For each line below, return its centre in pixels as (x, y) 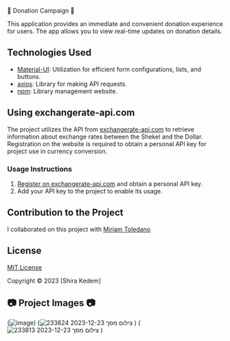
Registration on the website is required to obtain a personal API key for (107, 143)
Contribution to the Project (65, 213)
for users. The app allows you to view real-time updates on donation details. (115, 31)
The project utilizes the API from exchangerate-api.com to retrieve (101, 129)
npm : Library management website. (67, 91)
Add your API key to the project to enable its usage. (90, 191)
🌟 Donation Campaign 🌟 (41, 11)
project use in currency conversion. (57, 151)
